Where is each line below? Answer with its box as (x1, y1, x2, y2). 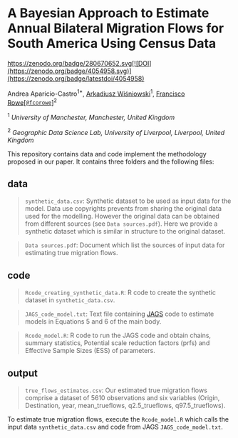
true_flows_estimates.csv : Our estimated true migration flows (24, 386, 208, 394)
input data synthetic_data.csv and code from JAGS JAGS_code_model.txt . (7, 423, 223, 431)
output (7, 367, 38, 379)
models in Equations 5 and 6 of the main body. (24, 317, 162, 326)
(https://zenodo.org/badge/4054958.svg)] (7, 66, 132, 75)
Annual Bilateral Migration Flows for (7, 20, 224, 36)
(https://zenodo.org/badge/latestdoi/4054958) (7, 74, 145, 83)
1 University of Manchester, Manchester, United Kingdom (7, 112, 175, 121)
